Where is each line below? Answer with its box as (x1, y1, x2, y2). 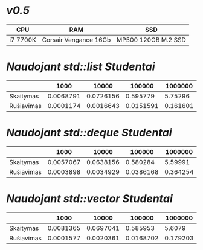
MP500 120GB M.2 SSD (117, 36, 186, 44)
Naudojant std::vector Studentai (6, 192, 173, 205)
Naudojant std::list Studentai (6, 60, 155, 74)
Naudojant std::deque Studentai (6, 126, 172, 139)
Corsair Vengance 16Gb (42, 36, 111, 44)
